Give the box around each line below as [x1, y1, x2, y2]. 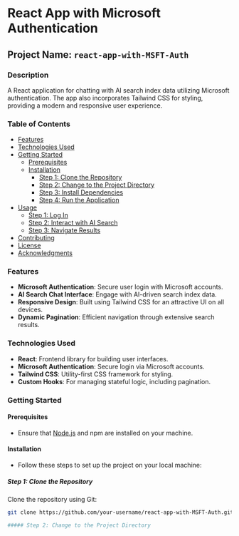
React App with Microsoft [7, 5, 161, 21]
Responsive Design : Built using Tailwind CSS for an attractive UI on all [17, 298, 225, 306]
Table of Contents [7, 119, 71, 129]
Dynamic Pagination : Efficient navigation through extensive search [17, 313, 215, 321]
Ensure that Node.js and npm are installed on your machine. [17, 428, 193, 437]
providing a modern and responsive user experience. [7, 101, 163, 110]
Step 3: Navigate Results [28, 226, 101, 234]
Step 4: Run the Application [38, 196, 119, 205]
